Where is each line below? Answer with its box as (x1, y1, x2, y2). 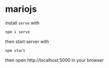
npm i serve (5, 29, 30, 34)
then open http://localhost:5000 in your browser (5, 57, 104, 63)
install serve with (5, 20, 40, 26)
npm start (5, 48, 26, 53)
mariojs (5, 3, 37, 15)
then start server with (5, 38, 49, 44)
